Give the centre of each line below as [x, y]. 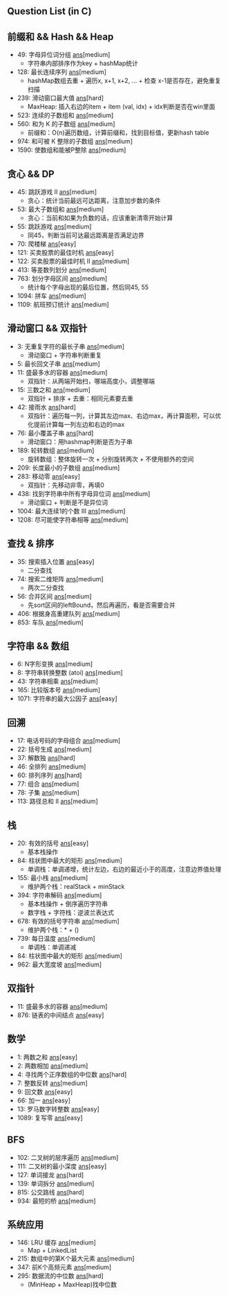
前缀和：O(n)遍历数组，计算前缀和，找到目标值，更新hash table [118, 133]
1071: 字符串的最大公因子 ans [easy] [67, 698]
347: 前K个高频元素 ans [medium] [64, 1267]
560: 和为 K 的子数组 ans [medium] [66, 124]
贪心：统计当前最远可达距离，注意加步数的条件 [94, 201]
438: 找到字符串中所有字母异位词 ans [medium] [84, 493]
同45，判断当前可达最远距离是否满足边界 [86, 236]
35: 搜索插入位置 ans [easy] [56, 561]
